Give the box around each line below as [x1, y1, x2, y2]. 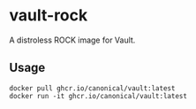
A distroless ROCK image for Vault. [9, 35, 136, 45]
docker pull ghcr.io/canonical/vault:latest [9, 83, 176, 93]
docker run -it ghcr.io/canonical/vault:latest [9, 91, 188, 100]
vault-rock [9, 5, 88, 26]
